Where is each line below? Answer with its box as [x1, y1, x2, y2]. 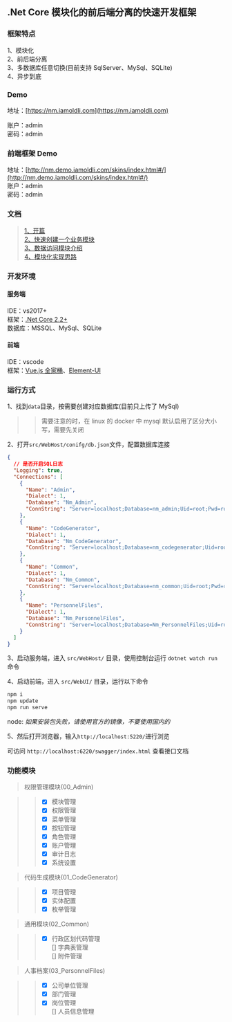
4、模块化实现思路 [23, 252, 77, 261]
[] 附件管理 [51, 952, 83, 960]
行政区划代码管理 [51, 935, 101, 943]
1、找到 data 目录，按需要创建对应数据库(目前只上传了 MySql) [7, 402, 180, 410]
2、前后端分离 [7, 55, 48, 63]
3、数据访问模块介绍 [23, 244, 83, 252]
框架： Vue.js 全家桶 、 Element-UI [7, 366, 101, 374]
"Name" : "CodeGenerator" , [25, 524, 100, 531]
